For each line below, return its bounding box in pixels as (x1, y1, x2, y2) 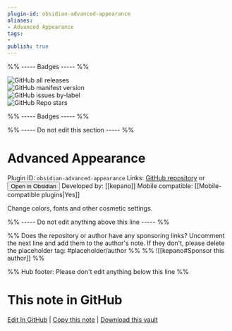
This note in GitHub (7, 292, 123, 308)
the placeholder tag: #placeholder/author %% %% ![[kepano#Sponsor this (7, 246, 224, 254)
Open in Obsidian (11, 182, 56, 190)
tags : (7, 30, 23, 37)
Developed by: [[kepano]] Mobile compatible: (61, 181, 193, 190)
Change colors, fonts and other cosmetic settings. (7, 204, 153, 212)
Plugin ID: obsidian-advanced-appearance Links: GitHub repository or (7, 173, 206, 182)
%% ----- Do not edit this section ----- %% (7, 126, 135, 134)
